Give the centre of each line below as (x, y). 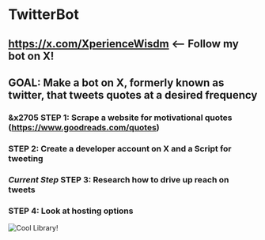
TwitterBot (44, 15)
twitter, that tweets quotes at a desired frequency (133, 95)
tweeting (26, 158)
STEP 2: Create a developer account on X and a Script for (120, 148)
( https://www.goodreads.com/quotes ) (84, 127)
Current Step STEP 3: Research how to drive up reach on (119, 179)
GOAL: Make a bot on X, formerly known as (116, 82)
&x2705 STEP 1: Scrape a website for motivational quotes (120, 118)
